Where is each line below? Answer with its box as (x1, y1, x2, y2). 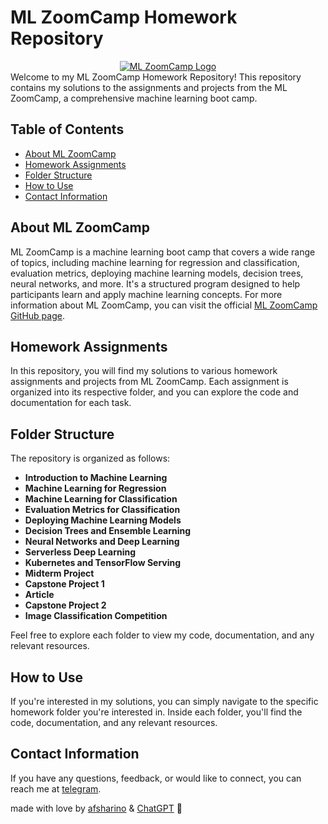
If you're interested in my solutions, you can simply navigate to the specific (10, 696, 319, 707)
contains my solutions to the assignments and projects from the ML (10, 81, 288, 93)
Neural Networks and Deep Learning (24, 536, 180, 548)
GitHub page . (10, 309, 65, 321)
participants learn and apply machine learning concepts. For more (10, 288, 283, 300)
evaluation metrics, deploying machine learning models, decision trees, (10, 267, 304, 279)
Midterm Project (24, 567, 95, 580)
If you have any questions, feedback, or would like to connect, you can (10, 772, 302, 784)
